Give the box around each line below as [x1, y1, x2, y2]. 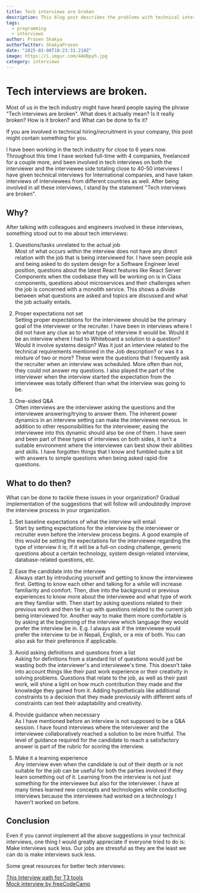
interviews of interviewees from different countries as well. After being [6, 178, 179, 185]
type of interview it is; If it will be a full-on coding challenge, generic [14, 544, 182, 551]
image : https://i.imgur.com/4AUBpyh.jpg [6, 53, 108, 59]
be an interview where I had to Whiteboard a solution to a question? [14, 335, 181, 343]
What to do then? [6, 478, 71, 488]
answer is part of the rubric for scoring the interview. [14, 743, 145, 750]
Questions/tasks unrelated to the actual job [14, 241, 121, 249]
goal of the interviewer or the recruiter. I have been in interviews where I [14, 323, 192, 330]
